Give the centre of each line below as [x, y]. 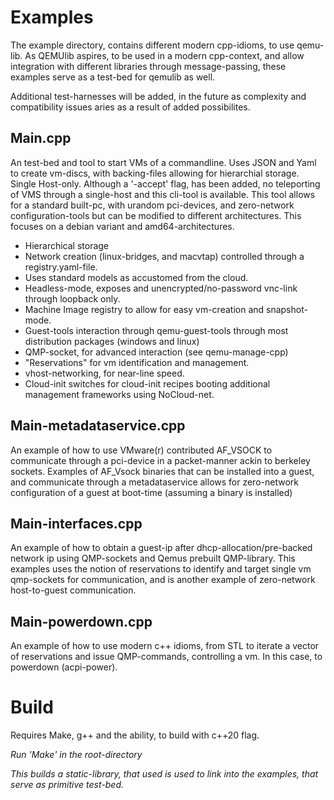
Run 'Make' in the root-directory [76, 755]
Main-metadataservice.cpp [98, 426]
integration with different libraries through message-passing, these [148, 66]
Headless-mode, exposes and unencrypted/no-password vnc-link [161, 288]
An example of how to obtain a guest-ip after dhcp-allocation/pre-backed [161, 548]
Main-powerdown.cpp [81, 621]
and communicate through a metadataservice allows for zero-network [154, 482]
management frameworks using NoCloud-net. [119, 394]
